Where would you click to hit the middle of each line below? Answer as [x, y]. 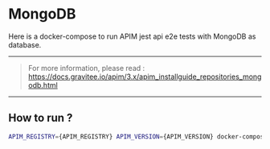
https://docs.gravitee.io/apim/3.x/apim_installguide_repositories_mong [145, 77]
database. [25, 44]
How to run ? [41, 118]
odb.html [43, 85]
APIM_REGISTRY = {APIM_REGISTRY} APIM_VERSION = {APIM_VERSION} [111, 137]
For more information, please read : [86, 68]
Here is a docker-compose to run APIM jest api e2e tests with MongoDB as [132, 36]
